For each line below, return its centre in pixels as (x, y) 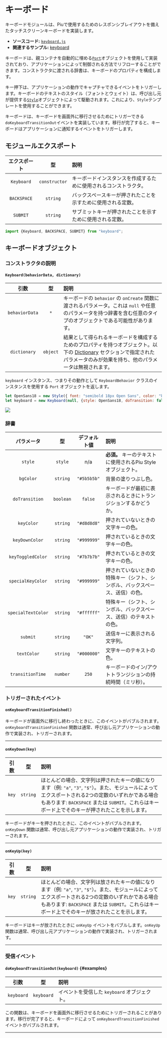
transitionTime (28, 674)
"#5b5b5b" (88, 479)
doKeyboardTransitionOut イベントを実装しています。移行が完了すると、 (78, 122)
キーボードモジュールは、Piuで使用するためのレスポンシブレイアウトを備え (82, 24)
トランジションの (130, 675)
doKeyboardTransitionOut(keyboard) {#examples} (56, 968)
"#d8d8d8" (88, 523)
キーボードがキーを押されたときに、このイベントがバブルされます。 (75, 823)
